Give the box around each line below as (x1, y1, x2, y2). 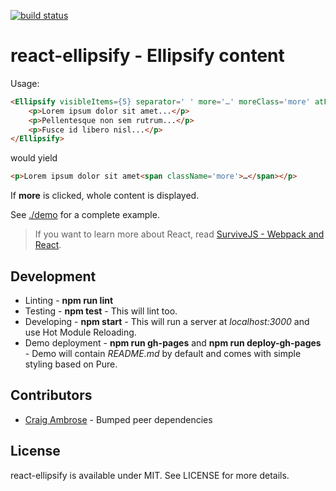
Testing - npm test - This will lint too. (24, 305, 178, 317)
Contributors (10, 387, 93, 404)
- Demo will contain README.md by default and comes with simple (24, 348, 302, 359)
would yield (10, 152, 58, 164)
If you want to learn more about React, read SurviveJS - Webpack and (34, 228, 325, 240)
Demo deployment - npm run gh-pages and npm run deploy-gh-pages (24, 337, 322, 349)
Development (10, 268, 97, 285)
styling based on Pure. (24, 358, 118, 370)
